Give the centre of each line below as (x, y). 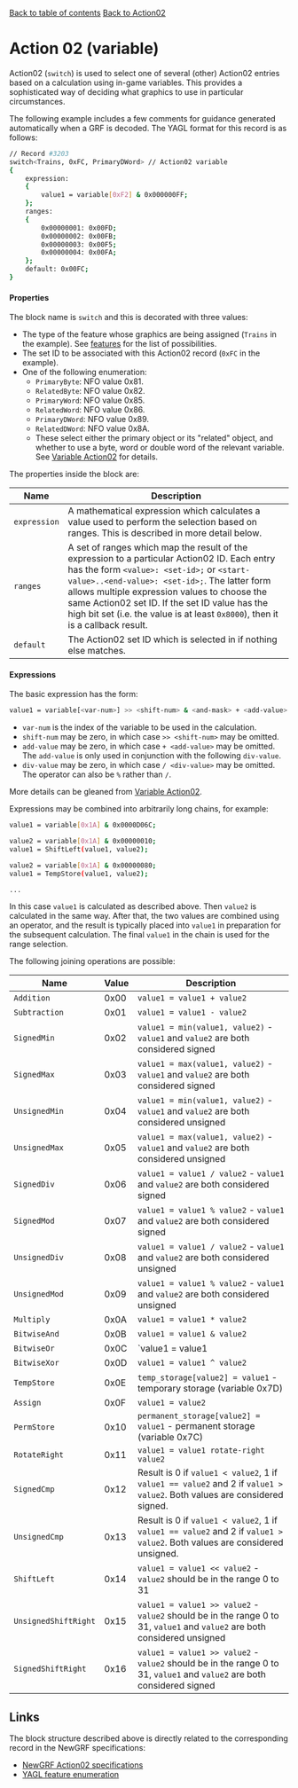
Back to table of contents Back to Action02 (87, 13)
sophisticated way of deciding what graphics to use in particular (126, 91)
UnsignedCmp (39, 1537)
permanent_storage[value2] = (199, 1416)
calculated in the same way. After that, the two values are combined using (144, 916)
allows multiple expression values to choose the (168, 592)
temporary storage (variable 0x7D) (210, 1389)
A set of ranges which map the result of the (158, 547)
